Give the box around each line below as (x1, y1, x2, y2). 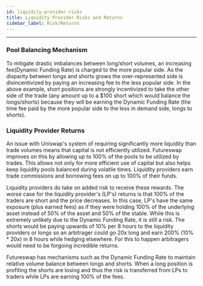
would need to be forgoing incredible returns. (6, 242, 119, 249)
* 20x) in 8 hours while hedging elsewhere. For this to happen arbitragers (6, 235, 189, 242)
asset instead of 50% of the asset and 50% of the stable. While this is (6, 210, 180, 217)
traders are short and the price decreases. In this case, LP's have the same (6, 196, 193, 204)
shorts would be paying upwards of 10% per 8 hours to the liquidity (6, 222, 174, 230)
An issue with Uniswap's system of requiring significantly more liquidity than (6, 140, 196, 147)
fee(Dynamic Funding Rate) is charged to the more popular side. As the (6, 66, 183, 73)
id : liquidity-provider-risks (6, 8, 83, 15)
